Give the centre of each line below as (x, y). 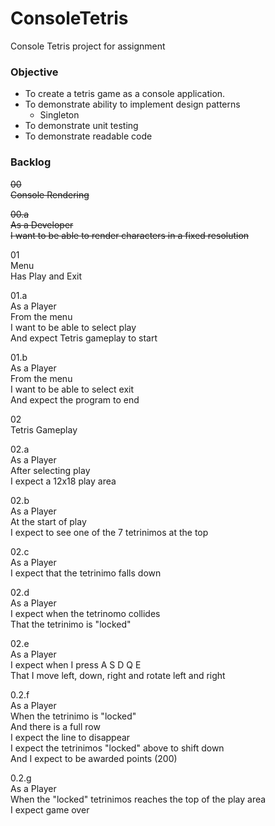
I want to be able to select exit (72, 389)
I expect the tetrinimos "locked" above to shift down (117, 748)
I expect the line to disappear (70, 737)
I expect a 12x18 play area (63, 481)
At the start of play (48, 521)
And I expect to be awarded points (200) (94, 758)
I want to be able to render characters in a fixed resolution (130, 235)
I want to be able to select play (73, 327)
